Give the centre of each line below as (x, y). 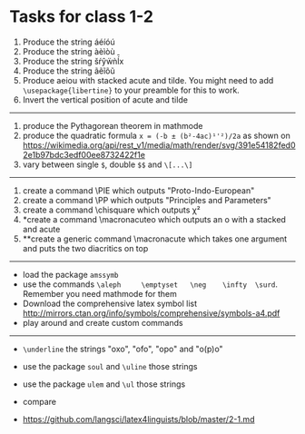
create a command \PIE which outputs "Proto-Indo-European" (138, 190)
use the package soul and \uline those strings (110, 366)
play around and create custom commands (103, 322)
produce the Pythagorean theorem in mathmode (113, 125)
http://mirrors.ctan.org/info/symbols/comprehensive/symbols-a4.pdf (151, 313)
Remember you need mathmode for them (99, 293)
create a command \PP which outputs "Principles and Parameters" (147, 200)
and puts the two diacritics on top (85, 248)
